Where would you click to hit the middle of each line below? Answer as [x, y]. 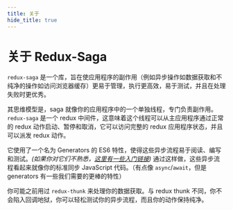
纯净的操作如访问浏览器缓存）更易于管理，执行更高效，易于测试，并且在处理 [116, 86]
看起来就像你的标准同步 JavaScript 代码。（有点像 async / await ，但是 [110, 168]
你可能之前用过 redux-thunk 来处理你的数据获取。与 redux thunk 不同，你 [112, 191]
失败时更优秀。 [28, 95]
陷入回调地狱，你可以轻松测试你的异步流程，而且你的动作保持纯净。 [110, 200]
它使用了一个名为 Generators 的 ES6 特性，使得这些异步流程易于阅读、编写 [114, 150]
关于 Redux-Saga [57, 57]
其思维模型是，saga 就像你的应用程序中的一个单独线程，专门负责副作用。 [112, 109]
